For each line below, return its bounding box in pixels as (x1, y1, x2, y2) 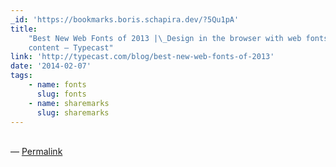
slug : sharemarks (36, 107, 110, 118)
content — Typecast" (28, 42, 114, 53)
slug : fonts (36, 89, 87, 99)
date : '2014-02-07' (10, 61, 92, 71)
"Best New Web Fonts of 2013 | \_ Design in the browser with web (28, 33, 302, 43)
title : (10, 24, 38, 34)
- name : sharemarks (28, 98, 110, 108)
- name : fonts (28, 80, 87, 90)
